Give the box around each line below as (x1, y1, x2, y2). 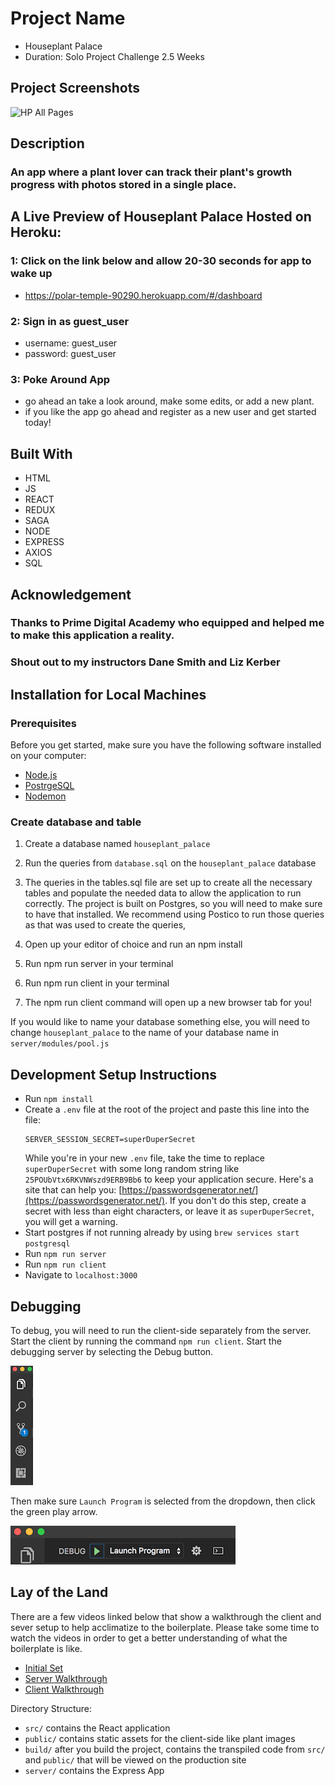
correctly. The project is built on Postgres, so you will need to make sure (24, 898, 323, 910)
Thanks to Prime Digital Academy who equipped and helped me (10, 616, 325, 630)
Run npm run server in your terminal (24, 958, 174, 970)
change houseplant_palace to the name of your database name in (10, 1027, 280, 1039)
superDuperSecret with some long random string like (24, 1163, 240, 1175)
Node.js (24, 769, 58, 781)
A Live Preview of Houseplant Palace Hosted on (10, 208, 312, 226)
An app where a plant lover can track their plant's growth (10, 165, 293, 179)
